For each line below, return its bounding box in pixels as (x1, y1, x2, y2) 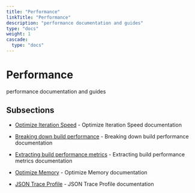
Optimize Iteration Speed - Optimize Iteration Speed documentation (14, 121, 182, 128)
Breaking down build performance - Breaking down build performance (14, 132, 189, 140)
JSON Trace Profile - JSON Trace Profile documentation (14, 180, 154, 188)
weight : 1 (6, 31, 31, 37)
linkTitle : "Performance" (6, 14, 71, 20)
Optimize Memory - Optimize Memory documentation (14, 168, 148, 176)
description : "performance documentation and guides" (6, 20, 144, 26)
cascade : (6, 37, 28, 43)
